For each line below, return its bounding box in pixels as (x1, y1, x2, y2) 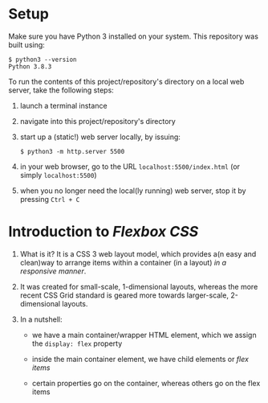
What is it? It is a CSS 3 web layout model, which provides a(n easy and (19, 249, 257, 258)
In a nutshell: (19, 315, 63, 324)
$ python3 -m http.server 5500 (19, 147, 125, 155)
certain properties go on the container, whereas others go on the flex (31, 378, 261, 388)
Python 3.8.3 (8, 62, 52, 71)
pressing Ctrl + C (19, 194, 80, 204)
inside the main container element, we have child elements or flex (31, 354, 249, 364)
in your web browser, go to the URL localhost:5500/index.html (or (19, 162, 241, 171)
